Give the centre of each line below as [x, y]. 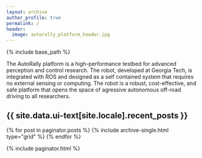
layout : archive [27, 12]
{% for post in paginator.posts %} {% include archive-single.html [88, 130]
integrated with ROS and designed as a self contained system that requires [100, 77]
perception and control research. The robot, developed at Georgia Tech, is [99, 70]
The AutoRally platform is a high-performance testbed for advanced [91, 64]
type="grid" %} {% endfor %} [44, 136]
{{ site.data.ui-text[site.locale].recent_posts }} [97, 116]
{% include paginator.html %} [43, 148]
